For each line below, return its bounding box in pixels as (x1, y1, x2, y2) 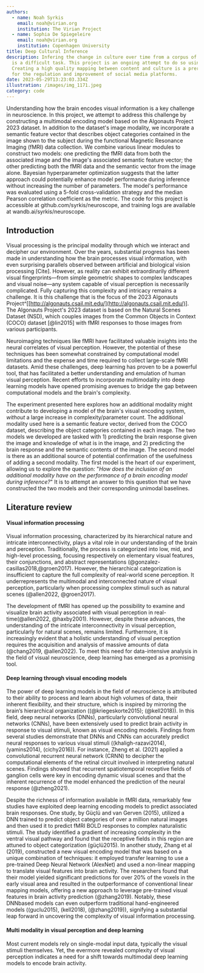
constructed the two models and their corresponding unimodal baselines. (6, 484, 190, 492)
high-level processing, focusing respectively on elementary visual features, (6, 552, 195, 559)
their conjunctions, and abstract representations (6, 558, 127, 565)
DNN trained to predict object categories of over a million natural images (6, 816, 188, 823)
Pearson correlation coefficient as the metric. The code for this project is (6, 195, 188, 202)
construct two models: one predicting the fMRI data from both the (6, 149, 171, 157)
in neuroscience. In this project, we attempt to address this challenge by (6, 111, 186, 118)
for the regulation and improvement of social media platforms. (12, 71, 178, 77)
